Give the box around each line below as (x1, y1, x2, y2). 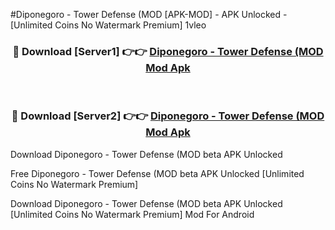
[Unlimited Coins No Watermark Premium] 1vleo (10, 19, 207, 31)
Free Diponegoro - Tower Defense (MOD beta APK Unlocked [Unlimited (10, 167, 305, 179)
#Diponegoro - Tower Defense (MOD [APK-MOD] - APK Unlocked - (10, 9, 288, 20)
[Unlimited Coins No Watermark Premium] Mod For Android (10, 208, 255, 220)
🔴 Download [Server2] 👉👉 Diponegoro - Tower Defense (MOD (11, 109, 325, 123)
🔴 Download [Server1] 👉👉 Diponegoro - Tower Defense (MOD (12, 44, 324, 58)
